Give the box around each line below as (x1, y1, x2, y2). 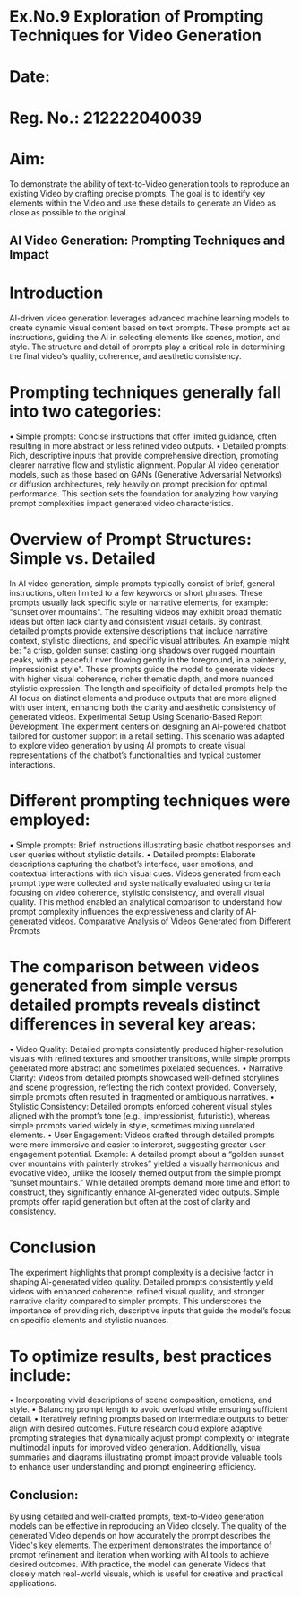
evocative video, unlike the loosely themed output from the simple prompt (9, 1167, 282, 1178)
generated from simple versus (9, 976, 239, 996)
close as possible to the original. (9, 206, 129, 217)
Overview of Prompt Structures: (9, 529, 253, 549)
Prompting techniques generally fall (9, 382, 282, 403)
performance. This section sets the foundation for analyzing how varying (9, 487, 279, 499)
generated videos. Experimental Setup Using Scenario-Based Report (9, 711, 262, 722)
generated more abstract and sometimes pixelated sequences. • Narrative (9, 1062, 284, 1074)
